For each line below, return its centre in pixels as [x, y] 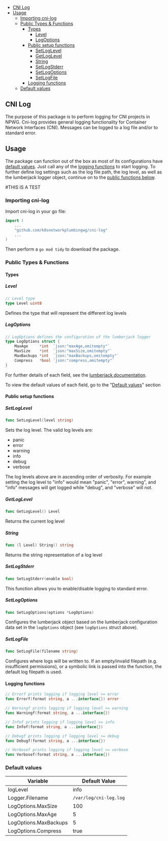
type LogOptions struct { [32, 342]
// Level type [20, 298]
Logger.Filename [28, 798]
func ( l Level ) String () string [39, 545]
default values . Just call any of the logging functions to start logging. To [80, 166]
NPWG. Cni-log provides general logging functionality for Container [76, 122]
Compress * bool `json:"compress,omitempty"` [64, 361]
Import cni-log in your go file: [36, 211]
